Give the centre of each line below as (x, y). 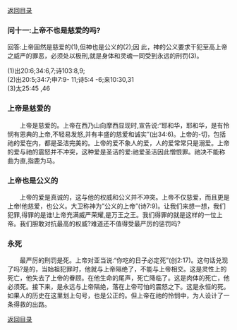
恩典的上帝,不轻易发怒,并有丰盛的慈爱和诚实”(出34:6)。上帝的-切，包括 (123, 134)
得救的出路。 (32, 305)
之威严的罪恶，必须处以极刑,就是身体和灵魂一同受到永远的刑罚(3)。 (105, 56)
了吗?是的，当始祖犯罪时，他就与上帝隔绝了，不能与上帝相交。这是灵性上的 (117, 269)
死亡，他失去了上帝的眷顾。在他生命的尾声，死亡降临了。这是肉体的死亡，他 (119, 278)
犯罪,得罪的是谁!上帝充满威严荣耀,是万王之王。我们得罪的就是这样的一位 (112, 214)
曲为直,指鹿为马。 (33, 160)
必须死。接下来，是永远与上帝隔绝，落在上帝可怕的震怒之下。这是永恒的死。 (119, 287)
